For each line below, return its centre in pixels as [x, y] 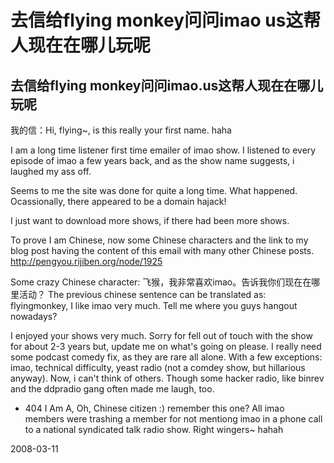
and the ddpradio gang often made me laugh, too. [112, 389]
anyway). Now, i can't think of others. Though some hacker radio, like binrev [167, 378]
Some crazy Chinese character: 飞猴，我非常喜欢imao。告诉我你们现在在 [161, 282]
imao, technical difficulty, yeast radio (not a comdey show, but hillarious [158, 367]
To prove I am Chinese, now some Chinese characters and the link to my [159, 240]
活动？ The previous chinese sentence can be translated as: [142, 294]
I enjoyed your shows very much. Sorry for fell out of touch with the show [161, 335]
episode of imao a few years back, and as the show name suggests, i [152, 160]
